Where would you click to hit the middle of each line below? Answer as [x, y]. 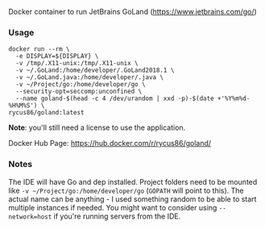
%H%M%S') [23, 106]
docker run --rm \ [39, 49]
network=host [30, 217]
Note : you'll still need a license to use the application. [97, 127]
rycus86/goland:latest [46, 113]
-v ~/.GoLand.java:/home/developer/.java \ [89, 77]
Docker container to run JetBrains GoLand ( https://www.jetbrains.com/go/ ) [133, 12]
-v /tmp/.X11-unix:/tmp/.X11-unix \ [77, 64]
